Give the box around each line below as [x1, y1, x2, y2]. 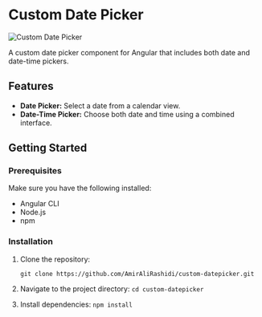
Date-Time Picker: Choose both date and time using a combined [19, 109, 235, 119]
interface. [19, 118, 52, 128]
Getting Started [8, 141, 88, 155]
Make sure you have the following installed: [8, 183, 152, 193]
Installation [8, 236, 54, 247]
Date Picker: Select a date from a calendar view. [19, 100, 181, 110]
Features [8, 79, 54, 93]
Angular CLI [19, 199, 59, 209]
